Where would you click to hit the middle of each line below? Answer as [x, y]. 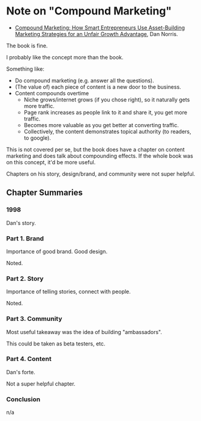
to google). [37, 138]
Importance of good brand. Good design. [57, 251]
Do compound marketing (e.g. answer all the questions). [84, 80]
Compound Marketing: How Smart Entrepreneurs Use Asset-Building [100, 28]
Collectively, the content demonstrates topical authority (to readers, [107, 131]
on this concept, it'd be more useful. [51, 162]
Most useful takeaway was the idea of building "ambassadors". [84, 332]
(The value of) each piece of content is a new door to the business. [98, 87]
